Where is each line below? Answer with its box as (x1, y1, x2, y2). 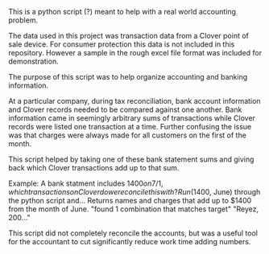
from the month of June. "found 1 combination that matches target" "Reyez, (8, 204, 259, 214)
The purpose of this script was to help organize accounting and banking (8, 72, 248, 81)
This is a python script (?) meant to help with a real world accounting (8, 7, 236, 16)
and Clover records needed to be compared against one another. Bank (8, 104, 242, 114)
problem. (8, 15, 39, 25)
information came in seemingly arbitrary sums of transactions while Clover (8, 113, 256, 123)
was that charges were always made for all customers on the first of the (8, 130, 247, 140)
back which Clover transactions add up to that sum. (8, 163, 180, 172)
